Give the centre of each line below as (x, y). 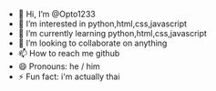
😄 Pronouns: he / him (59, 66)
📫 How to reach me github (69, 53)
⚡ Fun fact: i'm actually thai (69, 76)
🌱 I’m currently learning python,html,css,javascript (113, 33)
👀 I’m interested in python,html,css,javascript (103, 24)
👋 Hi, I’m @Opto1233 (57, 14)
